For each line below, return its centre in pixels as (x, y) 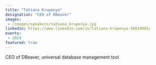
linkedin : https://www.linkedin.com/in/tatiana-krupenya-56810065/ (78, 29)
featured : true (21, 43)
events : (13, 33)
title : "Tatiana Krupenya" (34, 10)
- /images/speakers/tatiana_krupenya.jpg (52, 24)
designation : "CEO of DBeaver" (38, 15)
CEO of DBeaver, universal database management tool (62, 57)
